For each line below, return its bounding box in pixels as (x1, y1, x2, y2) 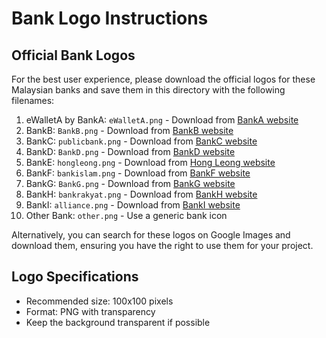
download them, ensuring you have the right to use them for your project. (11, 240, 314, 251)
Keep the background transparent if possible (25, 316, 211, 328)
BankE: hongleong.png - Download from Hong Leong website (25, 157, 276, 168)
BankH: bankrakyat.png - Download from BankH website (25, 188, 258, 200)
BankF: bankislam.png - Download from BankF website (25, 167, 251, 179)
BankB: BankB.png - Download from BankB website (25, 125, 234, 136)
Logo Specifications (11, 268, 139, 286)
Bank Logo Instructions (11, 7, 209, 30)
